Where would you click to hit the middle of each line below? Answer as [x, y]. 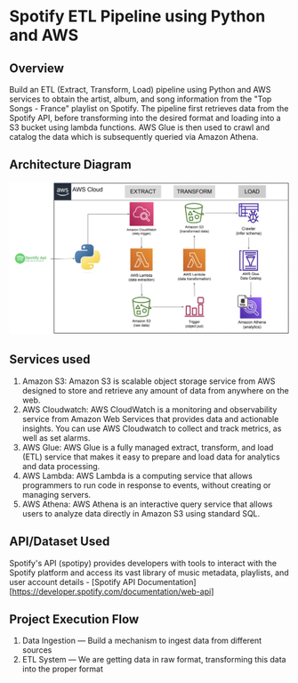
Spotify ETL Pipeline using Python [137, 16]
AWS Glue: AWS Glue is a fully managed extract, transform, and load [148, 447]
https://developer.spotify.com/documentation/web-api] [113, 591]
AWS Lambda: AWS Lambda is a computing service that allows [137, 476]
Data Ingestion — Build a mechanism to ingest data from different [142, 641]
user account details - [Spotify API [72, 581]
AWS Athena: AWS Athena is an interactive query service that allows [147, 504]
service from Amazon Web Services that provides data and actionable [150, 419]
